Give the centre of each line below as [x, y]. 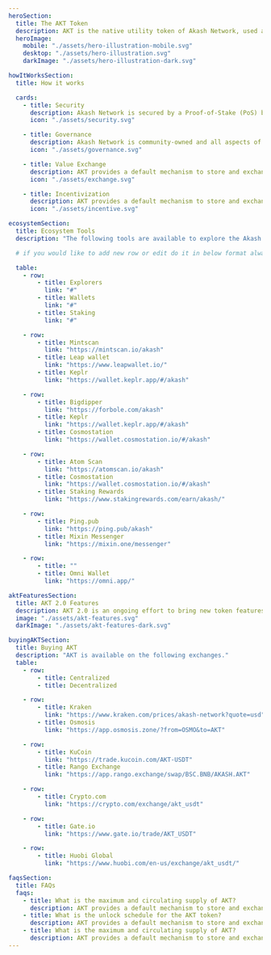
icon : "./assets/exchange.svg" [82, 179]
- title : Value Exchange [65, 164]
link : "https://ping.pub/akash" [98, 529]
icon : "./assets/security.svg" [82, 120]
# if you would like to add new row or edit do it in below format [131, 253]
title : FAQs [36, 886]
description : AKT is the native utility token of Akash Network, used [137, 31]
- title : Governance [57, 135]
